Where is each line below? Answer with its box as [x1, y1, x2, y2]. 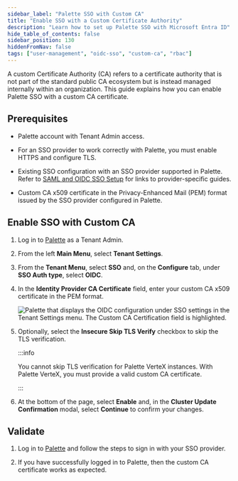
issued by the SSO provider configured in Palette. [17, 196, 163, 204]
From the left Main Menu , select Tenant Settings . [17, 249, 163, 258]
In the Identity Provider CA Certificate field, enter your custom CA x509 [17, 284, 230, 292]
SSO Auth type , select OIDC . [17, 270, 103, 279]
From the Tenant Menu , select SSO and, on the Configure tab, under [17, 263, 220, 271]
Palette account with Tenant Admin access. [17, 132, 145, 140]
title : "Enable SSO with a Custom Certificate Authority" [7, 17, 183, 24]
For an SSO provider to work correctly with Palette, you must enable [17, 145, 217, 154]
